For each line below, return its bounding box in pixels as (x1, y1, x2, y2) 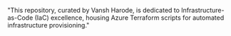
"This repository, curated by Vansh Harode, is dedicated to (7, 6, 180, 14)
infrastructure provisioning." (7, 21, 90, 29)
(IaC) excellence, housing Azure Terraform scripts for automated (34, 13, 225, 22)
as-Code (7, 13, 34, 22)
